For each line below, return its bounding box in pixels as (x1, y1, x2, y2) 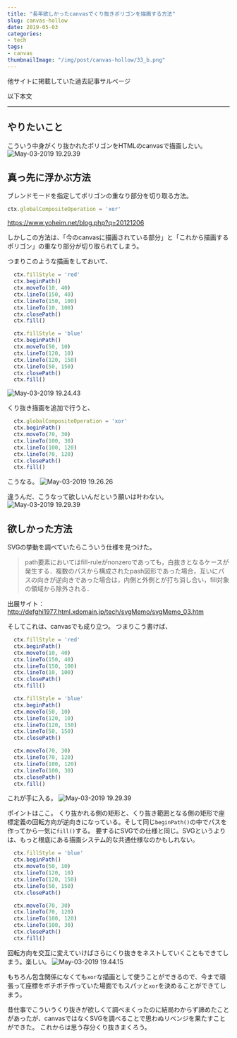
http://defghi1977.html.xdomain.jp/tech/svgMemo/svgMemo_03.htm (7, 608, 205, 616)
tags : (7, 43, 23, 50)
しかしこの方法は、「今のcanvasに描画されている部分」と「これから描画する (7, 233, 229, 241)
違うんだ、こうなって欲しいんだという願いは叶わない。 (7, 493, 168, 501)
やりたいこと (7, 121, 63, 133)
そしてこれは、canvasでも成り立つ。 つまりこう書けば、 (7, 622, 172, 631)
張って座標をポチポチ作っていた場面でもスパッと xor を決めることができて (7, 981, 221, 990)
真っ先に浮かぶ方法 (7, 171, 91, 183)
